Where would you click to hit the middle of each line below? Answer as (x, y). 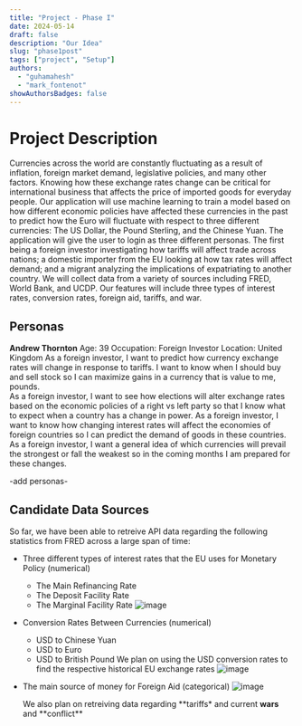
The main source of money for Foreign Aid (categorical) (126, 687)
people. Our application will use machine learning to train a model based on (150, 202)
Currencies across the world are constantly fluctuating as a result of (136, 163)
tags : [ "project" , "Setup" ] (62, 60)
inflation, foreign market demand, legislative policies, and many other (138, 173)
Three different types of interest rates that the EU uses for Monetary (150, 559)
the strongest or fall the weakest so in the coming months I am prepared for (150, 454)
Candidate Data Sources (79, 509)
